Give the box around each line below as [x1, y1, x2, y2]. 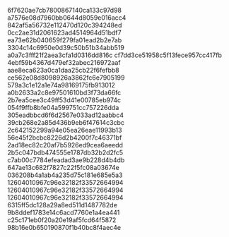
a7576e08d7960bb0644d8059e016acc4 [7, 13, 127, 22]
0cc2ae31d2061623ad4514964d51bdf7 [7, 28, 122, 37]
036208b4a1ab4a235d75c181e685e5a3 [7, 171, 123, 179]
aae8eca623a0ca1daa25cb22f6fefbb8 [7, 66, 119, 74]
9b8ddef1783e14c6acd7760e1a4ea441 [7, 208, 120, 217]
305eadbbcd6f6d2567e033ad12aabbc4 [7, 111, 124, 119]
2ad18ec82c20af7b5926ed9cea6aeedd [7, 141, 124, 149]
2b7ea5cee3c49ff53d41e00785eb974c [7, 96, 122, 104]
